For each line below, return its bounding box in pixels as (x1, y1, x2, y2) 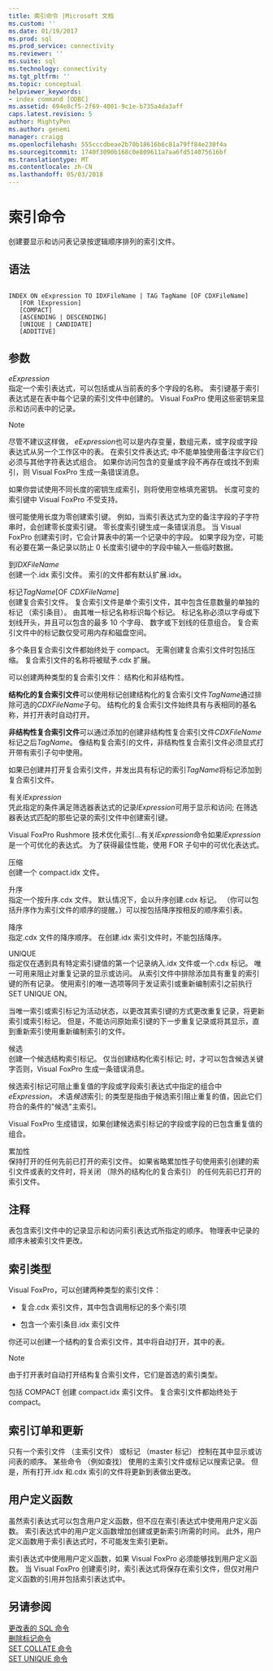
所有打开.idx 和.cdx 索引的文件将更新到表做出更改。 (22, 1467, 196, 1476)
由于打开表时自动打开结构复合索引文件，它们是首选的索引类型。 (8, 1370, 222, 1380)
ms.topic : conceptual (8, 80, 82, 88)
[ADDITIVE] (19, 327, 57, 336)
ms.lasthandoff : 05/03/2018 (8, 171, 104, 179)
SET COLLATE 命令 (8, 1643, 72, 1653)
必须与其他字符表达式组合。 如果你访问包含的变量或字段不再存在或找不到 (8, 457, 253, 467)
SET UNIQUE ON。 (8, 988, 71, 998)
